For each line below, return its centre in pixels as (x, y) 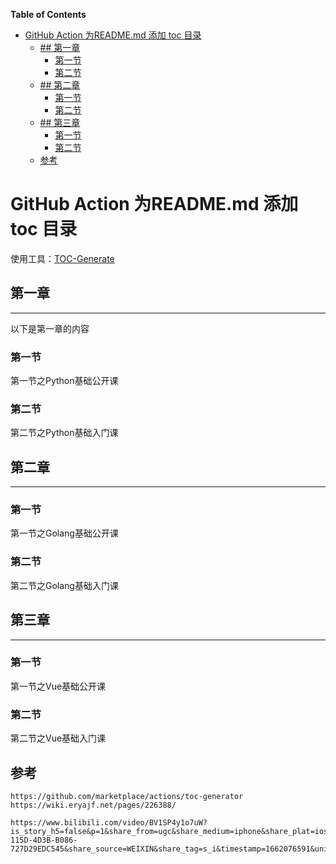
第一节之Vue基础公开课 (58, 686)
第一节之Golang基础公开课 (64, 533)
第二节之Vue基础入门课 (58, 738)
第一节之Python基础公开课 (64, 381)
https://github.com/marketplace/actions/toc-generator (127, 796)
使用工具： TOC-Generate (62, 258)
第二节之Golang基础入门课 (64, 585)
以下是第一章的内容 (50, 328)
